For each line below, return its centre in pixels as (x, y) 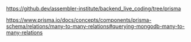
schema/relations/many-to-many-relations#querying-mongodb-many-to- (96, 26)
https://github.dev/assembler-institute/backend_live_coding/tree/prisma (94, 9)
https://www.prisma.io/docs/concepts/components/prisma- (79, 20)
